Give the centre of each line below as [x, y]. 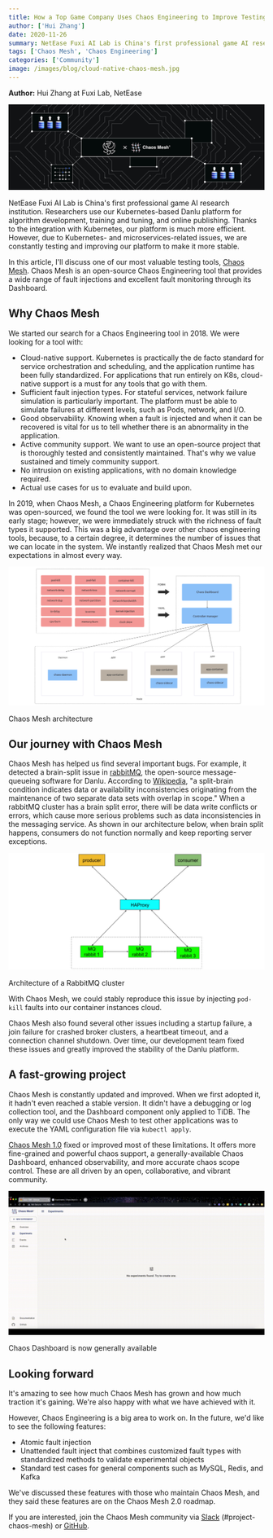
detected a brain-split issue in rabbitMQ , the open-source [105, 772]
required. [35, 479]
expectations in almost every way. [65, 555]
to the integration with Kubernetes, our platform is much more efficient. [127, 229]
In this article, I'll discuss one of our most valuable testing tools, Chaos [127, 261]
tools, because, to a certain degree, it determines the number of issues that [135, 538]
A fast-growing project [67, 1075]
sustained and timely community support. [90, 461]
